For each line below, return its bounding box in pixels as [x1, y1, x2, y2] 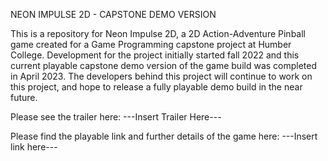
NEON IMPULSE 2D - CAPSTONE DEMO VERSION [10, 9, 217, 20]
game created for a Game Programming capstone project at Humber [10, 39, 292, 50]
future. [10, 92, 38, 103]
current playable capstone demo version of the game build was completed [10, 60, 318, 71]
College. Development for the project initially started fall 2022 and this [10, 49, 300, 61]
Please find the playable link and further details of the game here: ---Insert [10, 130, 318, 142]
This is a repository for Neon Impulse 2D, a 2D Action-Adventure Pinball [10, 28, 306, 39]
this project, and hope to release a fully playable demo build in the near [10, 81, 303, 93]
